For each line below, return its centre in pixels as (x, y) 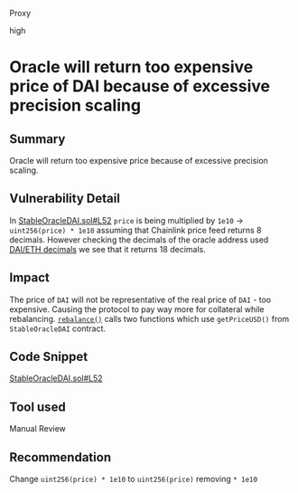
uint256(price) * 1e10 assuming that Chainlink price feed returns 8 (135, 230)
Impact (29, 278)
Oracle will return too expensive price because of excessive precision (139, 161)
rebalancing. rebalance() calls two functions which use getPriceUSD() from (149, 318)
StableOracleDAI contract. (58, 328)
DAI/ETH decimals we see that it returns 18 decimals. (107, 249)
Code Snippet (49, 357)
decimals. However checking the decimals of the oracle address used (139, 240)
